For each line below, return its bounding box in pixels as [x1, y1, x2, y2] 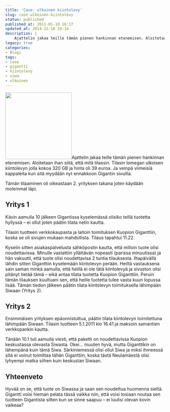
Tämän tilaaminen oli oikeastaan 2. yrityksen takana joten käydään [5, 180, 144, 186]
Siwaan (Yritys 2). [5, 287, 42, 293]
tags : [5, 54, 17, 60]
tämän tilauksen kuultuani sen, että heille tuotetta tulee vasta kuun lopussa [5, 277, 161, 283]
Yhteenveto [5, 372, 43, 381]
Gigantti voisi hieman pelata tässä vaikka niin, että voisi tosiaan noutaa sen [5, 391, 161, 397]
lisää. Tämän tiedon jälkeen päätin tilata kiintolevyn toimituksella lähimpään [5, 282, 161, 288]
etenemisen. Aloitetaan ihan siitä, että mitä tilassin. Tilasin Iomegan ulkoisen [5, 159, 163, 165]
